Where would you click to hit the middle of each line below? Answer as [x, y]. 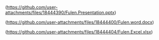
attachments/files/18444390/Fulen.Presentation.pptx [60, 12]
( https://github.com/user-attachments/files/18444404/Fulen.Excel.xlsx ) [79, 32]
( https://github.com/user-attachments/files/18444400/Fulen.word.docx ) [80, 22]
